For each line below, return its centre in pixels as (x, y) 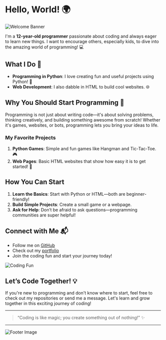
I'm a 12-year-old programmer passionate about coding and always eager (81, 36)
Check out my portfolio (36, 251)
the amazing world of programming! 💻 (44, 47)
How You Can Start (35, 182)
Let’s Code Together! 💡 (41, 281)
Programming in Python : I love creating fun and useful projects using (83, 76)
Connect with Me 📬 (37, 231)
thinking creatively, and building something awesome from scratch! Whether (83, 120)
